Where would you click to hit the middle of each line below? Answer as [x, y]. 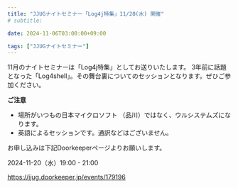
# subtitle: [25, 21]
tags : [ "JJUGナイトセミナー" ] [48, 46]
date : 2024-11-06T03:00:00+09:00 [57, 33]
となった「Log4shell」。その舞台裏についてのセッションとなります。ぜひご [116, 76]
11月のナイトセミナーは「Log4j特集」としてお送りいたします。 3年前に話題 [117, 67]
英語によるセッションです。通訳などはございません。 [95, 133]
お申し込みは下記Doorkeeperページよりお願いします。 [87, 148]
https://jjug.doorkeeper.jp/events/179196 [66, 177]
